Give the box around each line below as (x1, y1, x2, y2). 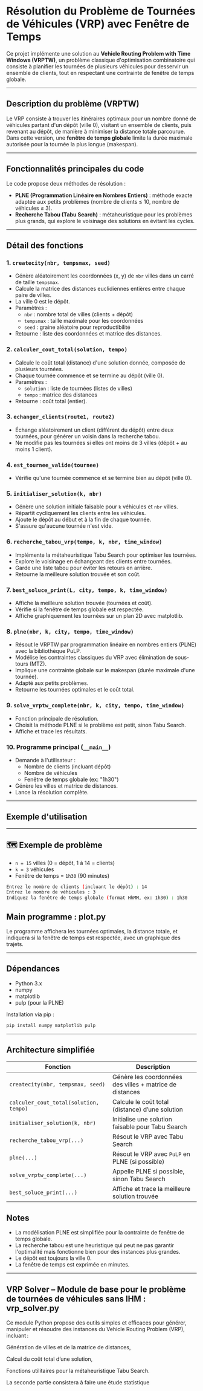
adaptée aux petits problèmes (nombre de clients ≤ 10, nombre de (14, 198, 179, 205)
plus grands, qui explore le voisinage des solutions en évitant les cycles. (14, 217, 195, 224)
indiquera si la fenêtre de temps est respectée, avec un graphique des (6, 934, 181, 941)
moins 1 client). (14, 446, 53, 453)
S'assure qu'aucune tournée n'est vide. (14, 522, 114, 530)
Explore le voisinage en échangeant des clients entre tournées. (14, 557, 172, 565)
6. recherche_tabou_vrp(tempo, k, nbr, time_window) (6, 537, 163, 546)
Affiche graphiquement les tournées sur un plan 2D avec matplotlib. (14, 612, 184, 620)
